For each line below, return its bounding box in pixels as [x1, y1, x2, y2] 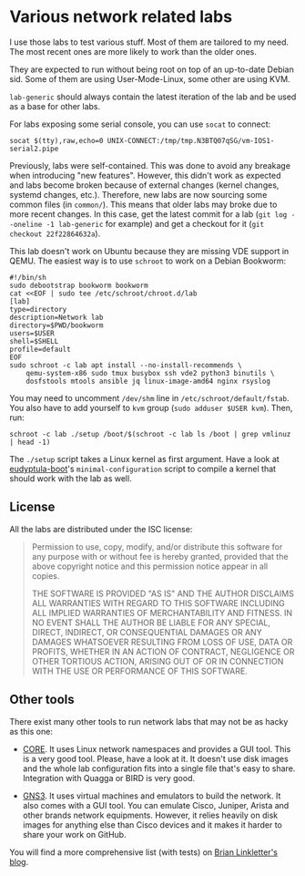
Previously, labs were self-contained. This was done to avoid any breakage [9, 160, 291, 170]
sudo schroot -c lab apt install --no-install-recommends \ [9, 360, 243, 370]
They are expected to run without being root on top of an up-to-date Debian [9, 64, 294, 75]
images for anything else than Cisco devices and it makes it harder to [22, 819, 282, 830]
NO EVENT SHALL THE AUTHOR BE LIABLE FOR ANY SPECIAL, [31, 617, 271, 628]
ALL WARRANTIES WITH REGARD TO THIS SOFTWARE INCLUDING [31, 597, 285, 608]
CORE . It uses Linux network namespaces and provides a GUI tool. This [22, 743, 291, 754]
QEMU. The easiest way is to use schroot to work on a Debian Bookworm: [9, 255, 287, 266]
